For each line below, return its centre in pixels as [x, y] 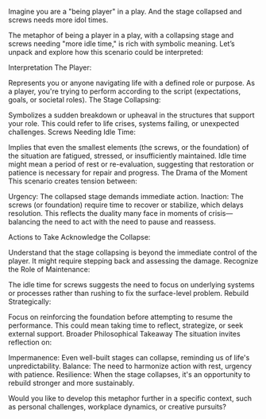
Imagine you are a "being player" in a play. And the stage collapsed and [125, 12]
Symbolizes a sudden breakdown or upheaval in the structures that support [132, 115]
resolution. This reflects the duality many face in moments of [108, 213]
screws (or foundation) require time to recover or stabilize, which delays [126, 205]
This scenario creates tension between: [73, 181]
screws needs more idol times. [58, 20]
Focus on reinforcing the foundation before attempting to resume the [120, 317]
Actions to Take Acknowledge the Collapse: [79, 237]
